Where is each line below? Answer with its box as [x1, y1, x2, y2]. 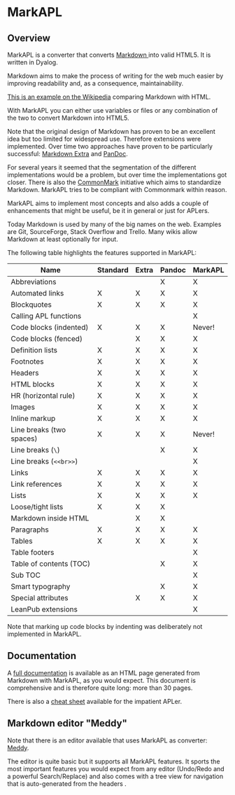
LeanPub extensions [10, 604, 78, 614]
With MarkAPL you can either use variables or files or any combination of [7, 106, 218, 114]
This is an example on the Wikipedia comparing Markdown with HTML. [7, 92, 211, 101]
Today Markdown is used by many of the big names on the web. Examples [7, 220, 222, 228]
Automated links [10, 289, 64, 298]
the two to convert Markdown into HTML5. [7, 113, 129, 122]
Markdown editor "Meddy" [7, 717, 127, 729]
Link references [10, 479, 62, 489]
